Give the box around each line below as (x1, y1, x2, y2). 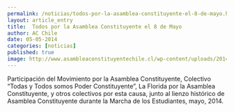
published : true (7, 49, 54, 56)
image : (7, 56, 26, 63)
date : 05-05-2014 (7, 36, 58, 43)
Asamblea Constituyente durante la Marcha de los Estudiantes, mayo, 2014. (7, 97, 224, 105)
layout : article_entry (7, 17, 73, 24)
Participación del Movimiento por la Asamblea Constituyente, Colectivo (7, 74, 211, 83)
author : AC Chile (7, 29, 58, 37)
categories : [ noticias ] (7, 42, 77, 49)
